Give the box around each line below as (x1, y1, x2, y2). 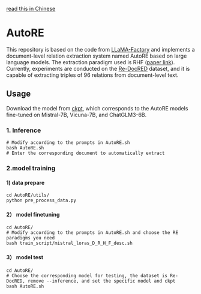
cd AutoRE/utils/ (6, 192, 50, 199)
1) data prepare (6, 179, 45, 186)
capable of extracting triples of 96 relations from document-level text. (6, 71, 179, 79)
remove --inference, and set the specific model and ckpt (28, 278, 176, 284)
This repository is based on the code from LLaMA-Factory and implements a (6, 46, 195, 53)
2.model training (6, 164, 56, 172)
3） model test (6, 253, 44, 260)
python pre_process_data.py (6, 197, 77, 203)
